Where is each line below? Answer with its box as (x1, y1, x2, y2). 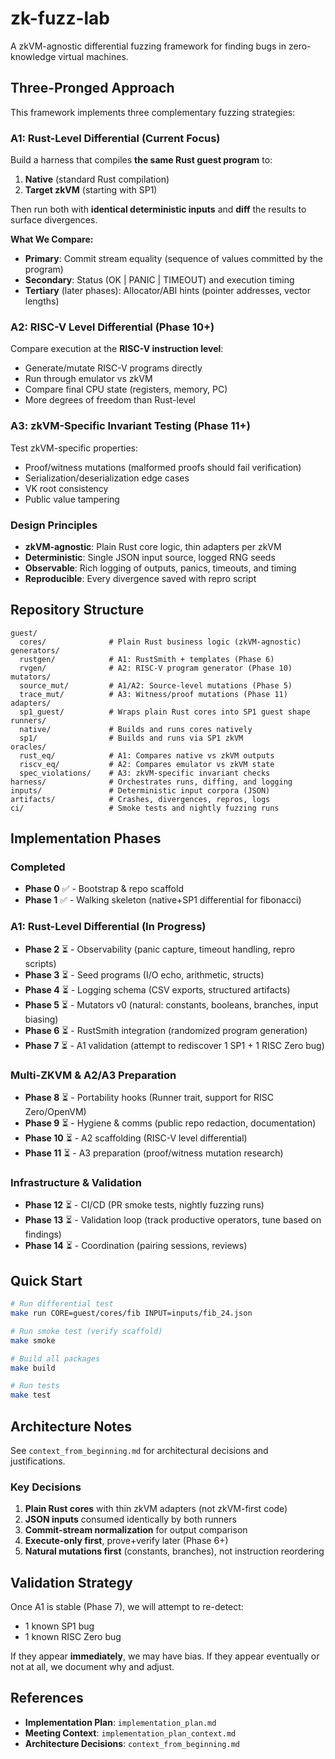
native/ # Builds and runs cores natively (19, 724, 253, 734)
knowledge (10, 50, 57, 62)
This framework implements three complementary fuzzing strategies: (10, 106, 296, 118)
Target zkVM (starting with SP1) (24, 184, 158, 196)
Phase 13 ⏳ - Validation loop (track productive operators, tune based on (24, 1214, 322, 1226)
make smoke (10, 1335, 56, 1346)
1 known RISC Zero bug (24, 1631, 122, 1643)
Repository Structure (10, 602, 145, 619)
